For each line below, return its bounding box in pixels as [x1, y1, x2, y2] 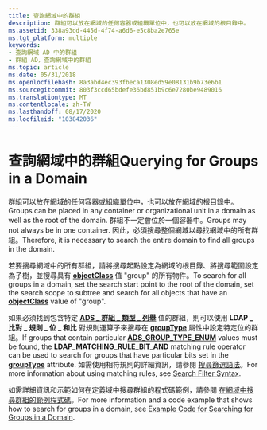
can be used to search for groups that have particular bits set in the [8, 350, 229, 359]
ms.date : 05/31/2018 [8, 71, 77, 79]
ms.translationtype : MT [8, 93, 87, 101]
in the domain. [8, 244, 56, 253]
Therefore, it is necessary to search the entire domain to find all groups [22, 235, 255, 244]
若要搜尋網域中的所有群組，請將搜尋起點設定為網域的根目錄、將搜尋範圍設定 [8, 260, 259, 270]
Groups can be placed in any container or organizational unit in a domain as [8, 205, 256, 215]
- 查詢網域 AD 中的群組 [8, 49, 78, 57]
